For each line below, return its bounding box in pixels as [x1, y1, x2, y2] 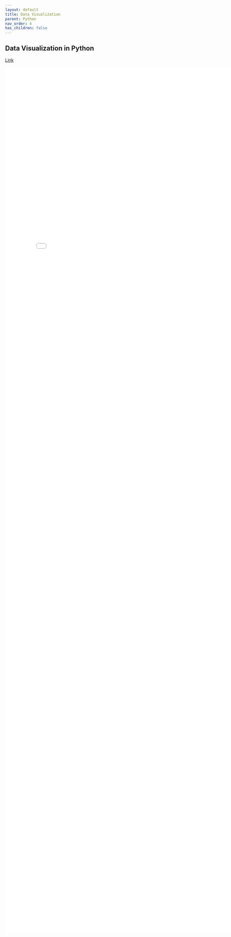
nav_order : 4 [5, 21, 32, 26]
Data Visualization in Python [5, 44, 94, 52]
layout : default [5, 7, 38, 12]
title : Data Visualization [5, 12, 61, 17]
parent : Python [5, 16, 37, 21]
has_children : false [5, 26, 48, 31]
